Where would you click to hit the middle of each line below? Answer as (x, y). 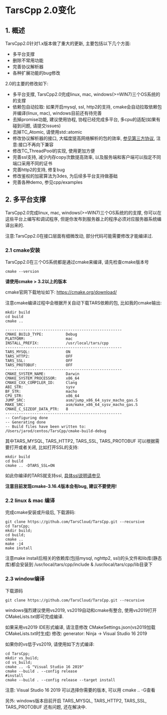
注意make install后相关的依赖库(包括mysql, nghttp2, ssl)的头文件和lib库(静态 (83, 558)
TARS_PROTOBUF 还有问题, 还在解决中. (46, 707)
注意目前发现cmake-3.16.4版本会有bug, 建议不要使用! (61, 486)
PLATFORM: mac (39, 339)
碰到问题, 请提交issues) (37, 126)
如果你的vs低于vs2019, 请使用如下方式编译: (50, 644)
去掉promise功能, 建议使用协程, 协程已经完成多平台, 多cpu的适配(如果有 (86, 119)
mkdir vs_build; (22, 658)
